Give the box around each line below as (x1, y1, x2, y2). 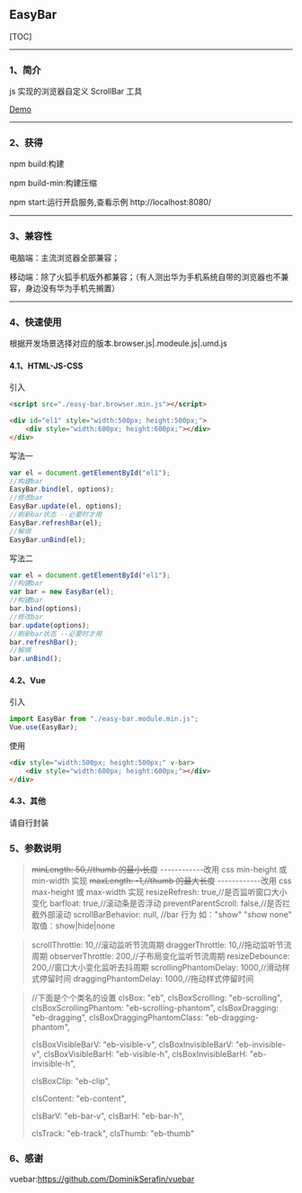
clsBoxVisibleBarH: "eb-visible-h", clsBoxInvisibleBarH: (43, 1049, 248, 1060)
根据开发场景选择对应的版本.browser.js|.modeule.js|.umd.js (9, 338, 227, 348)
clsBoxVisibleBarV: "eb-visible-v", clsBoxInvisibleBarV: (31, 1039, 234, 1050)
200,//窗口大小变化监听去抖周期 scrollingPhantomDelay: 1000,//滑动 (31, 963, 283, 973)
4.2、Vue (9, 674, 46, 685)
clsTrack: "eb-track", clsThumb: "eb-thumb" (31, 1128, 195, 1139)
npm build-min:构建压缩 (9, 177, 97, 188)
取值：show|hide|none (31, 920, 115, 931)
